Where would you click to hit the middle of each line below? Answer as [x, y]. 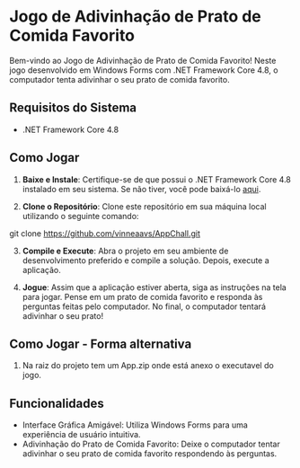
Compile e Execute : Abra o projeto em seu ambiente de [125, 251]
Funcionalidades [57, 403]
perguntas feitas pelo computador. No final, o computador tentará [144, 306]
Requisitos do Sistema [73, 108]
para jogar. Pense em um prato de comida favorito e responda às [142, 296]
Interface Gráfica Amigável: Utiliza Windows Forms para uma [135, 425]
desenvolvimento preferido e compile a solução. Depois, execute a [146, 260]
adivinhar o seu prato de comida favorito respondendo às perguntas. [150, 454]
